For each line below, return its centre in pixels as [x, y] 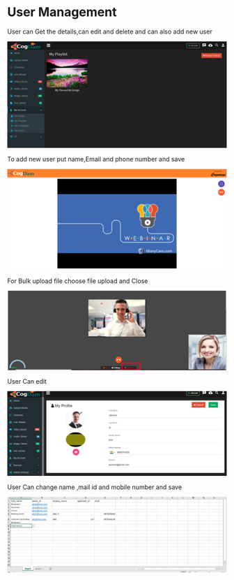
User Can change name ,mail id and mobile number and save [95, 487]
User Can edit [27, 382]
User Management [62, 12]
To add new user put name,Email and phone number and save [96, 159]
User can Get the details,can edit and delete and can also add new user [110, 31]
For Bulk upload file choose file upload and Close [78, 281]
